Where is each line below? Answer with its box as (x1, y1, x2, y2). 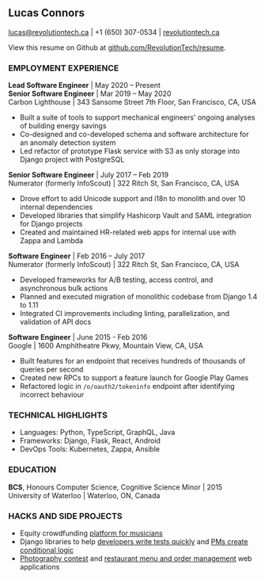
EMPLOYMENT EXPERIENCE (8, 63, 119, 74)
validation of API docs (19, 317, 92, 327)
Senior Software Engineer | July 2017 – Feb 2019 (8, 170, 168, 180)
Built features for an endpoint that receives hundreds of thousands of (19, 356, 246, 366)
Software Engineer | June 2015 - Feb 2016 (8, 333, 148, 342)
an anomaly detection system (19, 138, 116, 147)
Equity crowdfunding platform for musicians (19, 528, 164, 538)
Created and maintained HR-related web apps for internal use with (19, 227, 237, 237)
